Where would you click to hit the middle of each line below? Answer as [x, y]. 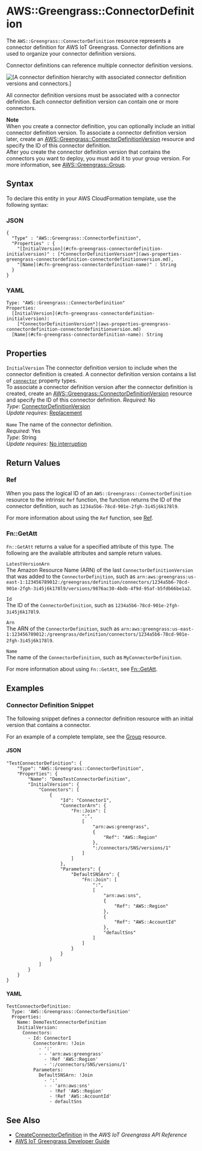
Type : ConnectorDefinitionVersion [48, 406]
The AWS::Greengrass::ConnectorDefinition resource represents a [88, 41]
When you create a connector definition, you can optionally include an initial [100, 126]
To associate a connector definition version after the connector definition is [99, 387]
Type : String [21, 437]
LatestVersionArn [28, 564]
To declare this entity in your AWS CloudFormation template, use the [91, 198]
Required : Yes [24, 431]
